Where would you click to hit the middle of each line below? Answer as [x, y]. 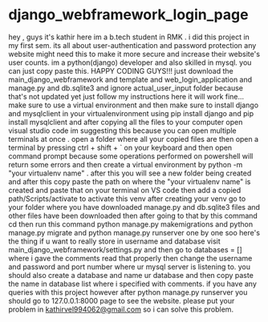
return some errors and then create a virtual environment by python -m [126, 164]
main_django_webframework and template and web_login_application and [130, 79]
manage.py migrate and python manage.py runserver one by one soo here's [134, 232]
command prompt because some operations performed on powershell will [131, 156]
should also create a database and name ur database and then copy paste [131, 275]
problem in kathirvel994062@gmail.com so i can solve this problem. [121, 309]
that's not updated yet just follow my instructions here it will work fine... [126, 96]
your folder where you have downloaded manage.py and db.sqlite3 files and [134, 207]
